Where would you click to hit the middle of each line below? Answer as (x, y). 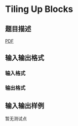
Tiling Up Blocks (39, 9)
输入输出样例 (25, 106)
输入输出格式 (25, 58)
